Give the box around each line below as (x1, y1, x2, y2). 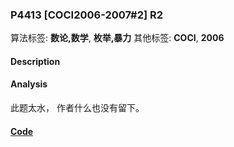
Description (10, 55, 61, 67)
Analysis (10, 78, 48, 90)
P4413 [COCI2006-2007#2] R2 (10, 8, 164, 22)
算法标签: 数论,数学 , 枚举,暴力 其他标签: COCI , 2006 (10, 32, 225, 44)
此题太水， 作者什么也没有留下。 (10, 102, 145, 114)
